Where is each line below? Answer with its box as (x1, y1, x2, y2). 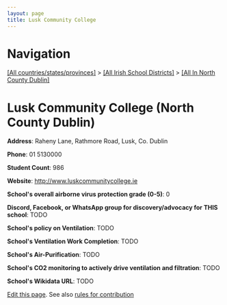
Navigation (7, 46, 70, 62)
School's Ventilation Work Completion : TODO (7, 237, 139, 245)
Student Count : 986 (7, 164, 64, 172)
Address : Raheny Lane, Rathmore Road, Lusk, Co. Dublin (7, 137, 168, 145)
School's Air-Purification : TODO (7, 251, 101, 259)
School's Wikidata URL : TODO (7, 277, 94, 285)
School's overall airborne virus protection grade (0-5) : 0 (7, 190, 170, 199)
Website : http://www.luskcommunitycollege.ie (7, 177, 138, 185)
